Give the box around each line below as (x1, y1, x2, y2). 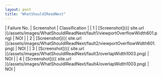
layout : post (5, 7, 31, 12)
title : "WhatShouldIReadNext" (5, 12, 66, 16)
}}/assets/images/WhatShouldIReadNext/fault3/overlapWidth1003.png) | (5, 50, 149, 56)
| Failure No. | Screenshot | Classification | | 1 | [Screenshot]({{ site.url (5, 25, 144, 30)
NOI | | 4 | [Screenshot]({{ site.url (5, 56, 72, 61)
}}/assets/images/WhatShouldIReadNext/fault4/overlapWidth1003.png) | (5, 61, 149, 67)
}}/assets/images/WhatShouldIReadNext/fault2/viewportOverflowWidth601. (5, 40, 156, 46)
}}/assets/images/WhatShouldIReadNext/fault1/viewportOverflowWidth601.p (5, 30, 158, 36)
